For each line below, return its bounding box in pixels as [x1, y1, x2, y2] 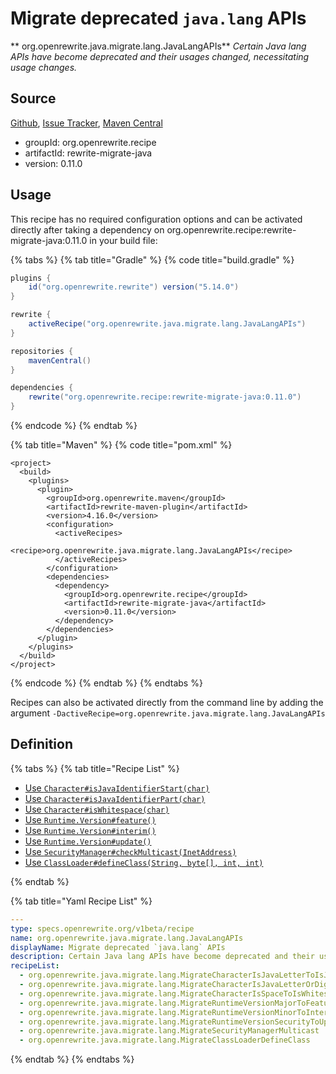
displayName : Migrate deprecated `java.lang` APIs [10, 942, 226, 952]
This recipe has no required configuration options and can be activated [10, 213, 303, 225]
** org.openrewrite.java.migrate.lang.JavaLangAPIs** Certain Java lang [10, 40, 307, 52]
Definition [10, 736, 73, 753]
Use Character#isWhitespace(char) [24, 803, 170, 815]
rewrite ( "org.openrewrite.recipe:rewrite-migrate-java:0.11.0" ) [28, 392, 302, 402]
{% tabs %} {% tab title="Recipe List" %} [10, 762, 180, 774]
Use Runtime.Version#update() [24, 835, 152, 847]
